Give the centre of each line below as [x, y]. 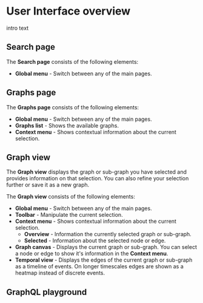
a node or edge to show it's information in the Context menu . [92, 254]
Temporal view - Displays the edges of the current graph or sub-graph [104, 260]
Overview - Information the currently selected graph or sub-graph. [108, 234]
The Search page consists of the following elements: [72, 61]
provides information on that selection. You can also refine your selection [98, 179]
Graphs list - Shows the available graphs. [67, 125]
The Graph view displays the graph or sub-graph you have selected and [96, 172]
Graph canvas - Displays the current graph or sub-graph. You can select [106, 247]
